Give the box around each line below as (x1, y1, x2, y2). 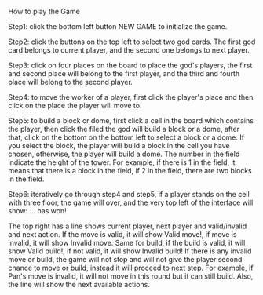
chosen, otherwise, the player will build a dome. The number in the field (8, 149, 240, 158)
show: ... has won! (8, 206, 67, 215)
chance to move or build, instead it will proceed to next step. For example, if (8, 263, 254, 272)
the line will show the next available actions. (8, 280, 151, 289)
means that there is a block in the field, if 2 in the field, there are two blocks (8, 166, 253, 175)
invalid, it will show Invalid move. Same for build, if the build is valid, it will (8, 239, 246, 247)
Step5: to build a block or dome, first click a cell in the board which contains (8, 116, 254, 125)
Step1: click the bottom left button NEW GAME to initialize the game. (8, 22, 228, 31)
